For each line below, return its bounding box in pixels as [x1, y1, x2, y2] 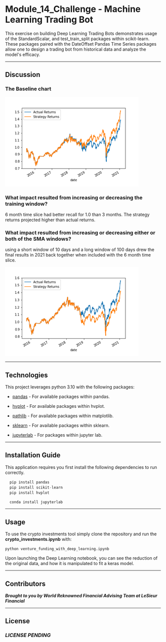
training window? [5, 200, 48, 207]
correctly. [5, 469, 25, 475]
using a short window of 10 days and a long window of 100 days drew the [5, 247, 155, 253]
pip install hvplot [9, 490, 50, 495]
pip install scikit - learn [9, 485, 63, 490]
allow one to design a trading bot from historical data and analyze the [5, 46, 147, 52]
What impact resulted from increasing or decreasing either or [5, 229, 156, 236]
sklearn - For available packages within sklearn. [12, 423, 110, 429]
